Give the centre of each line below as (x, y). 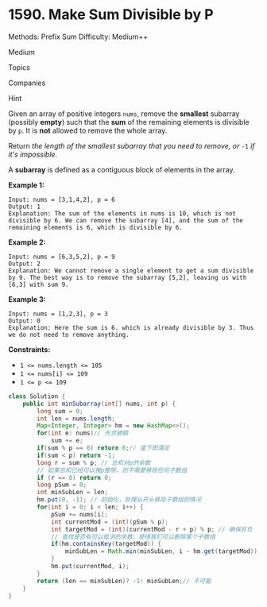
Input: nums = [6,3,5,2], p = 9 (62, 257)
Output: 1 (25, 207)
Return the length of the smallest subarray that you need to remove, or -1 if (132, 145)
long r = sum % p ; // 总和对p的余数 (94, 462)
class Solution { (37, 396)
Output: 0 (25, 321)
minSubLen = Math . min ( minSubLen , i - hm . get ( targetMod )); (163, 551)
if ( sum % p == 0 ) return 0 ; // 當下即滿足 (103, 448)
